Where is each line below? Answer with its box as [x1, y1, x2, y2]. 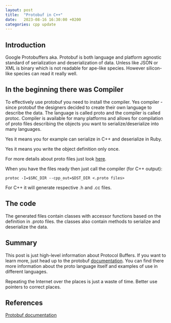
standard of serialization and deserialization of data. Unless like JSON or [5, 60, 158, 66]
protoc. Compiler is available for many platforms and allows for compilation [5, 115, 163, 121]
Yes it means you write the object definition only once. [5, 146, 120, 152]
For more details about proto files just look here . [5, 155, 106, 161]
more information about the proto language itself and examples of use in [5, 263, 158, 269]
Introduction [5, 40, 46, 49]
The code [5, 199, 36, 208]
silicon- [146, 65, 162, 72]
